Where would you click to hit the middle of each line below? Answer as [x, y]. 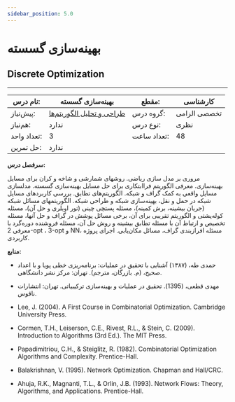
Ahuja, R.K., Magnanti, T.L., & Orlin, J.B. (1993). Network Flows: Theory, [120, 383]
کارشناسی [199, 101]
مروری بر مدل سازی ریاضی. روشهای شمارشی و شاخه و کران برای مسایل [104, 178]
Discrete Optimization [56, 74]
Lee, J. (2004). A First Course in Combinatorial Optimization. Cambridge [121, 307]
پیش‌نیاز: [23, 113]
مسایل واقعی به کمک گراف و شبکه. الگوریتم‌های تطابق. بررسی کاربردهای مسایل [112, 193]
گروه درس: [149, 113]
